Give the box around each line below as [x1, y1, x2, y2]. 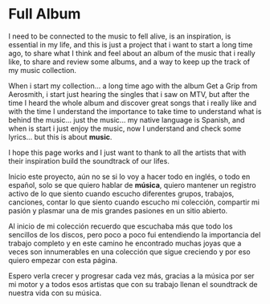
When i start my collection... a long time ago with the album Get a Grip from [8, 81, 258, 91]
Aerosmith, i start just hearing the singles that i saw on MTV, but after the [8, 89, 250, 99]
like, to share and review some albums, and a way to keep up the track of [8, 57, 251, 67]
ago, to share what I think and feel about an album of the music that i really [8, 48, 256, 58]
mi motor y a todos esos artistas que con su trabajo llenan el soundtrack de [8, 279, 258, 289]
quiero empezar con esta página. [8, 255, 118, 265]
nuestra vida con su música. [8, 288, 102, 298]
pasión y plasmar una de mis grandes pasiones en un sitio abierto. [8, 205, 228, 215]
